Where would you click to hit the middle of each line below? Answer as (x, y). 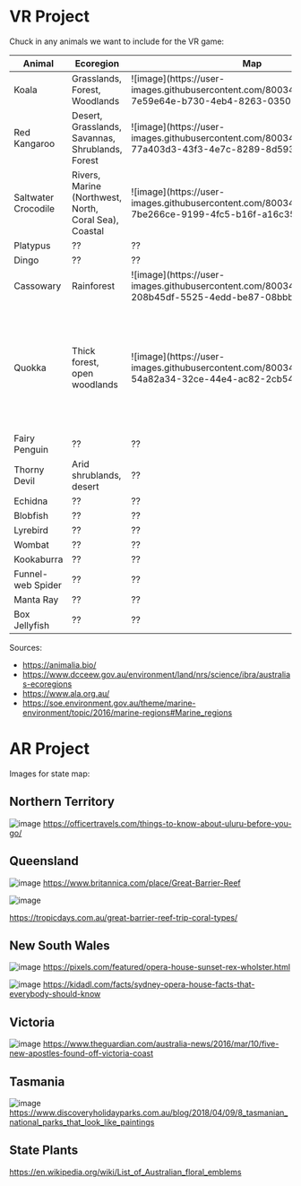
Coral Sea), (95, 220)
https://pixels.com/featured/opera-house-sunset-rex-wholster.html (167, 967)
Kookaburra (39, 559)
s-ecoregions (47, 684)
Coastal (88, 230)
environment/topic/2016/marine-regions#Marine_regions (127, 712)
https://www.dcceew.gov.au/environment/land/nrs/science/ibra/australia (156, 674)
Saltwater (34, 197)
